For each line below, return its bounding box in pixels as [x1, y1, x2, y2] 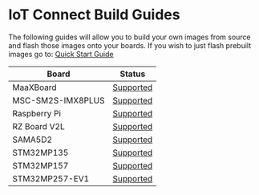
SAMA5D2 [12, 134, 53, 145]
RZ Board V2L [12, 120, 66, 132]
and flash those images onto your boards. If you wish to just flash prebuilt [8, 40, 251, 50]
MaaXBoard [12, 82, 58, 93]
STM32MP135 [12, 147, 69, 158]
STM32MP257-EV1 [12, 173, 90, 184]
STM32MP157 [12, 160, 69, 171]
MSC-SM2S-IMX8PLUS [12, 95, 105, 106]
